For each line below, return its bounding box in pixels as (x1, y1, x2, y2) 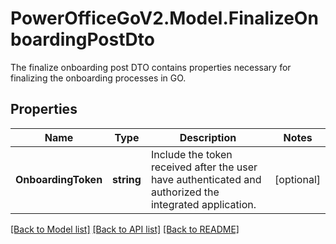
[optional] (274, 172, 321, 186)
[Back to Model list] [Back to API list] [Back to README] (10, 223, 240, 235)
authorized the (150, 185, 220, 199)
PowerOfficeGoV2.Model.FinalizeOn (10, 7, 319, 30)
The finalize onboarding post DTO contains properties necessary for (10, 61, 292, 73)
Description (179, 130, 237, 144)
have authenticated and (150, 172, 262, 186)
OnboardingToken (15, 172, 103, 186)
